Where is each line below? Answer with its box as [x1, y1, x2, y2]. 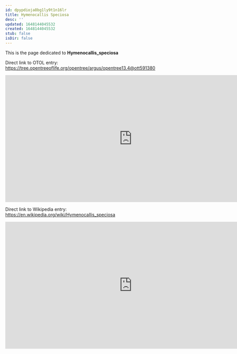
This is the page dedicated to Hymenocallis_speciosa [5, 49, 118, 56]
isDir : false [5, 36, 33, 41]
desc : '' [5, 17, 24, 22]
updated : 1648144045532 [5, 21, 56, 27]
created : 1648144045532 [5, 26, 56, 31]
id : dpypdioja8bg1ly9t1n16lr [5, 7, 67, 13]
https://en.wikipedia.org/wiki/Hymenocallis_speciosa [5, 211, 115, 217]
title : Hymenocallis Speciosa [5, 12, 69, 17]
